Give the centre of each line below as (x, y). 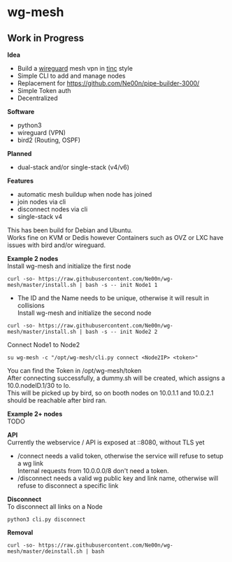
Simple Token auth (44, 91)
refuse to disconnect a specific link (68, 486)
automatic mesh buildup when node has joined (85, 194)
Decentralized (37, 98)
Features (20, 181)
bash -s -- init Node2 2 (121, 332)
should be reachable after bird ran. (57, 400)
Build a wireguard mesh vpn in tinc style (75, 68)
